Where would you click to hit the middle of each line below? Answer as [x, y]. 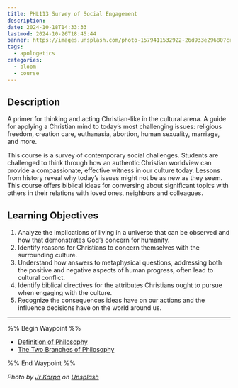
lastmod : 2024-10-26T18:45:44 [52, 34]
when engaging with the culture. [65, 293]
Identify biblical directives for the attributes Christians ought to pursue [120, 285]
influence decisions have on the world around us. [89, 308]
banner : [19, 40]
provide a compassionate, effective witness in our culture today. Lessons [114, 170]
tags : [15, 47]
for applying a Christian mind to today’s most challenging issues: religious [115, 127]
